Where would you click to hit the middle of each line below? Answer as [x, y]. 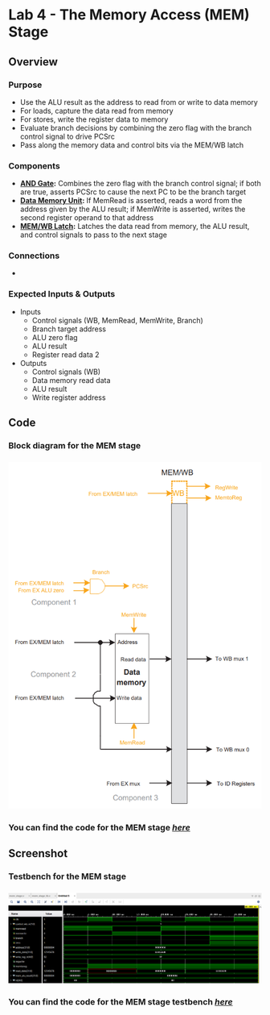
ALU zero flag [55, 337]
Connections [34, 256]
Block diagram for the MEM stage [75, 446]
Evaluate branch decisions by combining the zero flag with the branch [136, 127]
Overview [33, 62]
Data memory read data [71, 380]
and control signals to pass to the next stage [93, 235]
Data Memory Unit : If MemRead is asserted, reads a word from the [131, 201]
